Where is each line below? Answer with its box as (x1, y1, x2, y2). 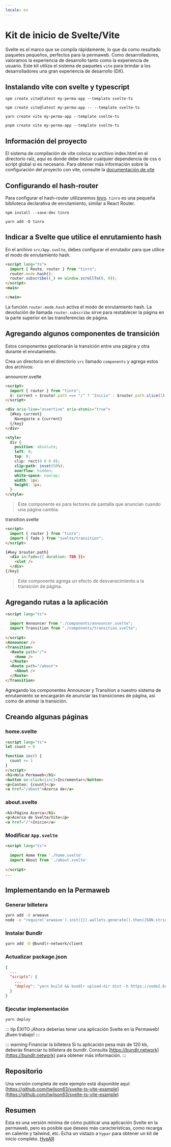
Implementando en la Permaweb (5, 885, 110, 895)
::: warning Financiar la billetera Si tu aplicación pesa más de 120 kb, (5, 1041, 149, 1048)
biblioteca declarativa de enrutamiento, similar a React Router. (5, 200, 135, 206)
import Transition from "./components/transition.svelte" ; (10, 625, 138, 631)
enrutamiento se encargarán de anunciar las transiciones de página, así (5, 692, 155, 698)
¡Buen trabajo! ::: (5, 1031, 40, 1037)
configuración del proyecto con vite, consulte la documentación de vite (5, 167, 155, 173)
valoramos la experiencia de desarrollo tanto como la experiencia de (5, 57, 149, 63)
